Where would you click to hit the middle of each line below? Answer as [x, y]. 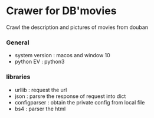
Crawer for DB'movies [61, 11]
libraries [18, 77]
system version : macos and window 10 [62, 55]
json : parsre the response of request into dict [70, 96]
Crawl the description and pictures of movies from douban [77, 27]
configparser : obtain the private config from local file [80, 102]
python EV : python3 [40, 62]
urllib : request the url [41, 90]
